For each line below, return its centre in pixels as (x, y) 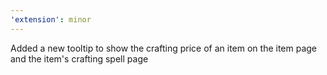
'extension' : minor (51, 19)
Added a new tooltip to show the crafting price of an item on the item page (164, 48)
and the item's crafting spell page (79, 58)
